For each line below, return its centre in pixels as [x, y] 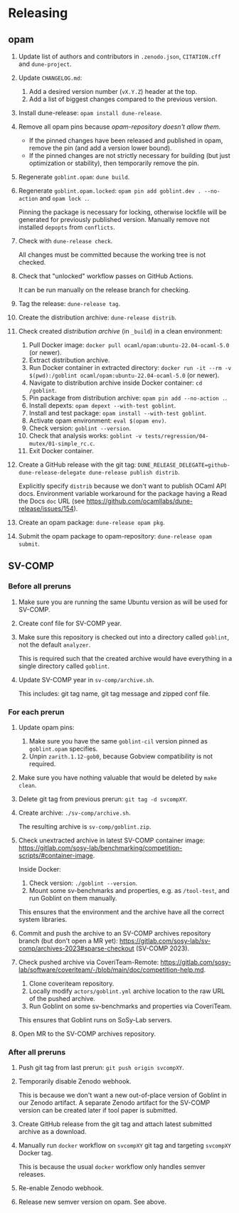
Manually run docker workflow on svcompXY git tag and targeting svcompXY [125, 1145]
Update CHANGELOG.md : [50, 78]
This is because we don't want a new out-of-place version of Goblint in [122, 1095]
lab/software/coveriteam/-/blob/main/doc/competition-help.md [111, 970]
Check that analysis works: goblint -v [85, 436]
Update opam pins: [46, 727]
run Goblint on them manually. [73, 898]
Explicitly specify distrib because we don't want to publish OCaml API [122, 486]
